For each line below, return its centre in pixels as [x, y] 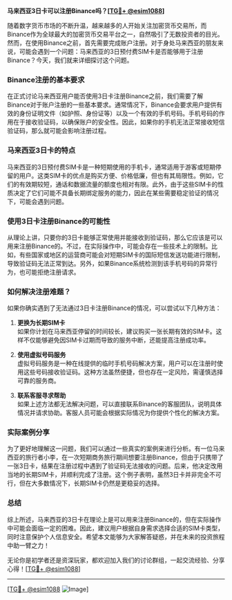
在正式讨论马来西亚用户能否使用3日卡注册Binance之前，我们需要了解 [105, 96]
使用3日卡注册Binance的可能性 [59, 221]
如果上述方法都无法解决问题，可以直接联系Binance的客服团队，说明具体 [119, 404]
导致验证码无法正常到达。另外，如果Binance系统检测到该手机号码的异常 [109, 263]
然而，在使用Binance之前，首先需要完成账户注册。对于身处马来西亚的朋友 [113, 43]
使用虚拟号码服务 [41, 355]
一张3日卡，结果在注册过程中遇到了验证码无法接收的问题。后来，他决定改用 [115, 466]
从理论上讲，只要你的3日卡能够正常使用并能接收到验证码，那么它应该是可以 [115, 237]
